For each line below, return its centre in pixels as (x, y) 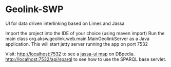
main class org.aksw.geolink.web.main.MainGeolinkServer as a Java (78, 39)
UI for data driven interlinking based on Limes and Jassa (65, 23)
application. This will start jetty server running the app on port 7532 (77, 44)
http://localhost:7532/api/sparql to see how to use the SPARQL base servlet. (86, 59)
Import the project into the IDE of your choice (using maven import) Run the (85, 33)
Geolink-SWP (34, 9)
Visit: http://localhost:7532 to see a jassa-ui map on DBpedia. (70, 54)
